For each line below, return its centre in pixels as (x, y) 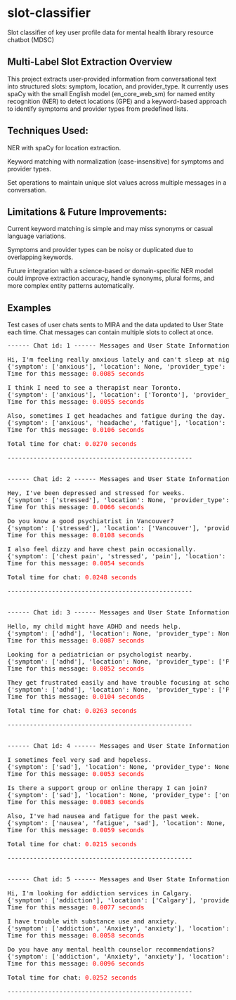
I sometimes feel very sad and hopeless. (80, 760)
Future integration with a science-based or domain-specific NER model (110, 271)
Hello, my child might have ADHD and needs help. (94, 627)
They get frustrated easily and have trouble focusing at (109, 683)
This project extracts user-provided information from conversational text (112, 79)
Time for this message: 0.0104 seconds (76, 697)
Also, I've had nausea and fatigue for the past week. (104, 816)
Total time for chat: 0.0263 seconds (72, 711)
